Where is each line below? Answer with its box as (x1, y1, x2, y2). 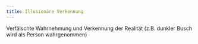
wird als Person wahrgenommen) (6, 31, 87, 38)
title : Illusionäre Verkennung (6, 8, 84, 15)
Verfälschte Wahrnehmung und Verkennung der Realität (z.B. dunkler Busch (6, 25, 192, 32)
